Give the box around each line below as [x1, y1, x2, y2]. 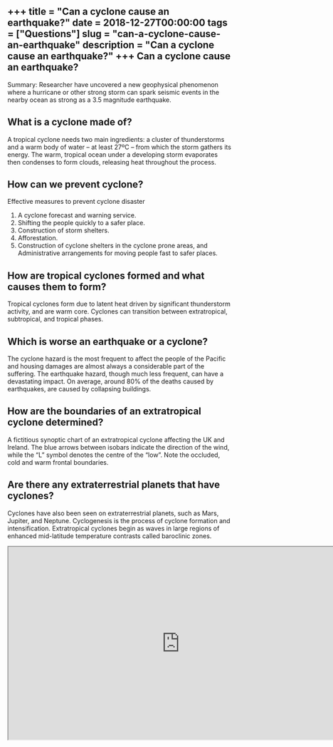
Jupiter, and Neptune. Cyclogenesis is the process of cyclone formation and [7, 516, 231, 525]
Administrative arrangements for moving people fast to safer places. [17, 249, 218, 257]
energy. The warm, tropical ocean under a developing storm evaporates [7, 150, 218, 159]
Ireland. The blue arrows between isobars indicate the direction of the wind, [7, 443, 230, 451]
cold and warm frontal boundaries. [7, 458, 109, 466]
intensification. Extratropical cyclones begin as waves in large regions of [7, 524, 220, 532]
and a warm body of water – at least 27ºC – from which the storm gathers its [7, 143, 231, 151]
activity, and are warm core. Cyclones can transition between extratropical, [7, 307, 228, 316]
